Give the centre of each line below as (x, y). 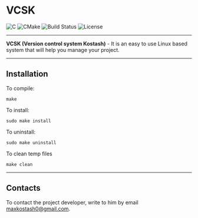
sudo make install (29, 121)
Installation (27, 74)
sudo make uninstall (32, 142)
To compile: (20, 88)
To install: (18, 110)
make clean (19, 164)
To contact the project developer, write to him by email (72, 202)
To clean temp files (29, 154)
